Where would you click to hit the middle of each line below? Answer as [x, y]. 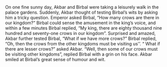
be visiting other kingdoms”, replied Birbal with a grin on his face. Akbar [79, 54]
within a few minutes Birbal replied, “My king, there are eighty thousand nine [83, 28]
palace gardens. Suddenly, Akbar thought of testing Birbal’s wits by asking [82, 12]
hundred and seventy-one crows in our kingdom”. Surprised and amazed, [81, 33]
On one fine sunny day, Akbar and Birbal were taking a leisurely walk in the [82, 7]
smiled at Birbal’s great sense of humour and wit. [55, 59]
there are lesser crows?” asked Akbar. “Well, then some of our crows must [82, 49]
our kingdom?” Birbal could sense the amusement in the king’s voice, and [81, 23]
